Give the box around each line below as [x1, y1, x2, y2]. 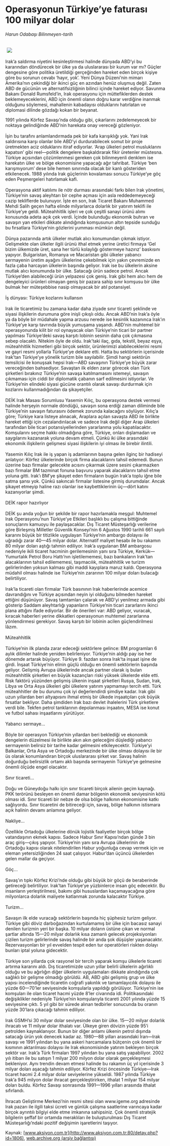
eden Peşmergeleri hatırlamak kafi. [5, 176, 78, 182]
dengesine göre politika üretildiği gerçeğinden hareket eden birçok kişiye [5, 69, 158, 75]
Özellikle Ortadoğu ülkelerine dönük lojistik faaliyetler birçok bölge [5, 828, 144, 834]
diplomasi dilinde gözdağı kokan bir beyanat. [5, 107, 99, 113]
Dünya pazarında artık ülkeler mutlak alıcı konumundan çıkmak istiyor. [5, 235, 151, 242]
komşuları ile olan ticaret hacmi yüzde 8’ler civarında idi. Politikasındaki [5, 990, 154, 996]
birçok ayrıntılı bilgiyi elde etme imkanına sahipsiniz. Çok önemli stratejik [5, 1109, 156, 1115]
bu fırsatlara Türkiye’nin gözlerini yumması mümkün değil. [5, 224, 126, 230]
